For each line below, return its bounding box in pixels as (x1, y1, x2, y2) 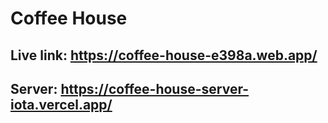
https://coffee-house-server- (60, 80, 250, 97)
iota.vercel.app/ (10, 96, 113, 113)
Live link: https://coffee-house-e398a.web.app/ (10, 47, 318, 64)
